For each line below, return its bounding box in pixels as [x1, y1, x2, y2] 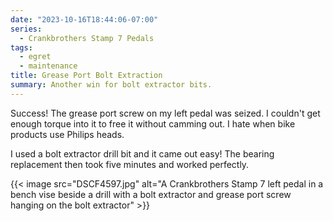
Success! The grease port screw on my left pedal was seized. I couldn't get [10, 107, 321, 119]
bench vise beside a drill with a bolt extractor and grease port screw [10, 188, 292, 200]
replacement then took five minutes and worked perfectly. [10, 158, 250, 170]
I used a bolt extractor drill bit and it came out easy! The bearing [10, 147, 275, 160]
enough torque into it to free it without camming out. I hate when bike [10, 117, 296, 130]
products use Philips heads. [10, 128, 125, 140]
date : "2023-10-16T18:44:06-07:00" [10, 14, 159, 25]
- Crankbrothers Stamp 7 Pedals [19, 33, 155, 43]
